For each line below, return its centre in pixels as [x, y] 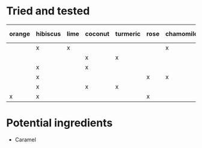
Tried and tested [48, 11]
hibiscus [48, 34]
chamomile [182, 34]
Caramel [25, 140]
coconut [97, 34]
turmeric [128, 34]
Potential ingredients [60, 123]
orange [20, 34]
